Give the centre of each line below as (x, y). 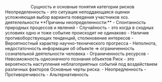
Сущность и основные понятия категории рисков (82, 7)
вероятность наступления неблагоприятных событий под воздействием (81, 64)
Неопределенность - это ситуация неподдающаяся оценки (67, 12)
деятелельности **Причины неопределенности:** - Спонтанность (76, 22)
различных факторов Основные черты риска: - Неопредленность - (76, 69)
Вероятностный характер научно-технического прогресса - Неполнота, (81, 43)
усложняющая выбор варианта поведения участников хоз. (67, 17)
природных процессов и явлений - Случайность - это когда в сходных (79, 27)
